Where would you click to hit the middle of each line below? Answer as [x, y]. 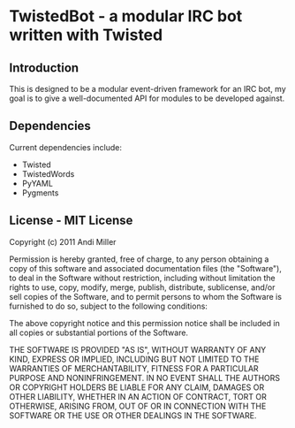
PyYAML [37, 183]
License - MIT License [71, 221]
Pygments [40, 193]
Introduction [44, 68]
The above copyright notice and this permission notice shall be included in [144, 323]
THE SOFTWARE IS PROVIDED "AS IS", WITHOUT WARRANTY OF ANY [138, 349]
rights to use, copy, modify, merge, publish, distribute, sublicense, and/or [142, 287]
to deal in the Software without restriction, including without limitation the [142, 278]
